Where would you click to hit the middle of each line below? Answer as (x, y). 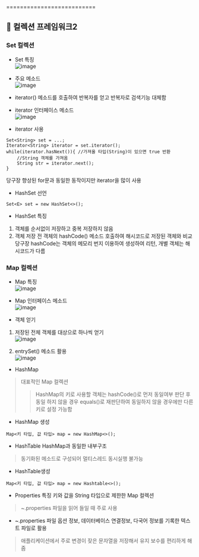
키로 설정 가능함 (54, 409)
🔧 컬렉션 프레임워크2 (42, 27)
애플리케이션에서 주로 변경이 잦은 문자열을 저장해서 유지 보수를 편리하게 (103, 540)
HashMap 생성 (32, 421)
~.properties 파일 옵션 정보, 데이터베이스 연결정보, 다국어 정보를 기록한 (97, 520)
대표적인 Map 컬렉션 (44, 382)
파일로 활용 (34, 528)
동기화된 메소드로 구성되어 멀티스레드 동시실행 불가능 (82, 458)
